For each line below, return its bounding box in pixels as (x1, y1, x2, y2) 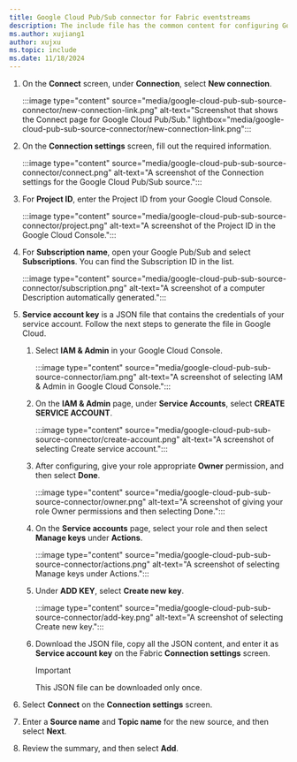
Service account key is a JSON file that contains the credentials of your (21, 309, 285, 319)
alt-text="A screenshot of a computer (129, 283, 265, 293)
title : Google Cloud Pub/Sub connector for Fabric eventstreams (9, 12, 251, 22)
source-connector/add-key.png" (34, 612, 155, 622)
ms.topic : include (9, 46, 77, 55)
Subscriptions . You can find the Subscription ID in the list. (21, 256, 234, 266)
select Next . (21, 726, 67, 736)
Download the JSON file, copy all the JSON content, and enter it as (34, 638, 279, 649)
